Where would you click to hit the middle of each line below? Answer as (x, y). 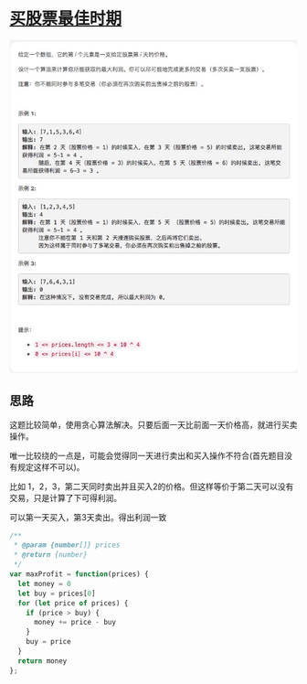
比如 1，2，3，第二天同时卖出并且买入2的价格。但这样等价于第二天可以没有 (152, 486)
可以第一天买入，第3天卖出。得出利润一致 (88, 517)
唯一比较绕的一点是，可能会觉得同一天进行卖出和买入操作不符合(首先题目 (147, 455)
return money (42, 661)
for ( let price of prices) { (73, 603)
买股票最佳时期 (66, 19)
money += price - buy (75, 623)
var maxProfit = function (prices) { (79, 574)
